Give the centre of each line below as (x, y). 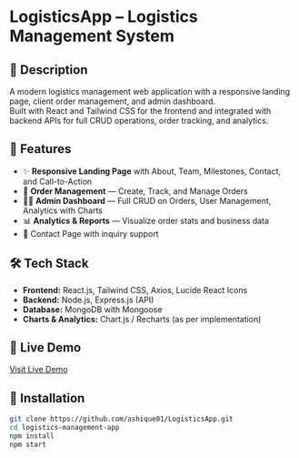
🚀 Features (40, 149)
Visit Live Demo (39, 370)
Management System (92, 36)
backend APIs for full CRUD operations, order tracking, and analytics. (139, 121)
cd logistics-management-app (65, 428)
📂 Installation (47, 398)
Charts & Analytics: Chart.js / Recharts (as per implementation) (142, 319)
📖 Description (49, 70)
